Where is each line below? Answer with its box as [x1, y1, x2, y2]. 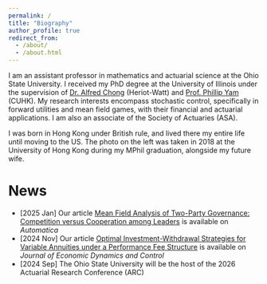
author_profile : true [8, 26, 80, 34]
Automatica [19, 225, 59, 235]
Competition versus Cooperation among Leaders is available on [19, 216, 229, 226]
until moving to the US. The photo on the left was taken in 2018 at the [8, 137, 235, 146]
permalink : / [8, 11, 52, 20]
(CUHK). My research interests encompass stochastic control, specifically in [8, 97, 259, 105]
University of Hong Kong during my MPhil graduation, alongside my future [8, 145, 251, 155]
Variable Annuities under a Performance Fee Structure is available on [19, 242, 247, 251]
